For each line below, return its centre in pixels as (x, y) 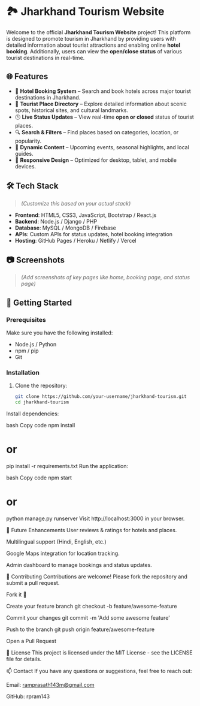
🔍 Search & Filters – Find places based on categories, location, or (97, 132)
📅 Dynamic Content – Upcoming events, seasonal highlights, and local (102, 147)
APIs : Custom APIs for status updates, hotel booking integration (93, 234)
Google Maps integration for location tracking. (63, 553)
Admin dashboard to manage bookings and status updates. (79, 565)
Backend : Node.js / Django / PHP (56, 221)
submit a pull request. (33, 583)
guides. (24, 153)
